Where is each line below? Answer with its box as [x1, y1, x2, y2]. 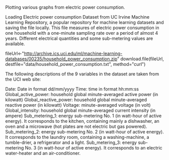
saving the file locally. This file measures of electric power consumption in [5, 25, 159, 31]
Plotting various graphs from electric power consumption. [5, 5, 125, 10]
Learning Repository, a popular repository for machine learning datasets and [5, 20, 164, 25]
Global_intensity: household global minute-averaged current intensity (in [5, 108, 155, 113]
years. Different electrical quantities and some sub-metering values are [5, 35, 153, 41]
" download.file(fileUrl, [117, 56, 164, 62]
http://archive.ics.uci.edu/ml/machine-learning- [24, 50, 123, 56]
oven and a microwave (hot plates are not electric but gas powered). [5, 123, 147, 129]
